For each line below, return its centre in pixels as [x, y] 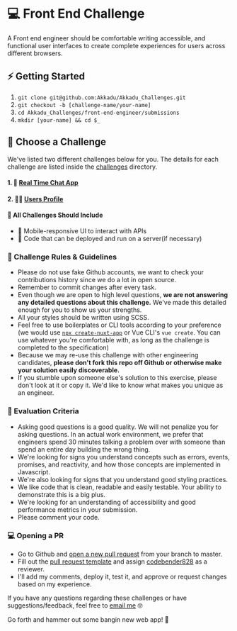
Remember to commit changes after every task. [87, 287]
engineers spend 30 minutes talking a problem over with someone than [121, 442]
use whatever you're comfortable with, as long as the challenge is [114, 340]
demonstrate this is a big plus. [62, 494]
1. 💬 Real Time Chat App [43, 183]
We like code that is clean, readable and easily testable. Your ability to [119, 487]
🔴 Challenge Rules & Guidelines [62, 257]
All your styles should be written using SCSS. [83, 318]
